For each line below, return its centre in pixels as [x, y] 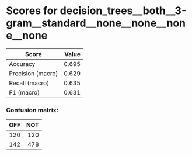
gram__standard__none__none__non [96, 23]
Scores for [32, 11]
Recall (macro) [29, 83]
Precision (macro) [34, 73]
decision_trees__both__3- [123, 11]
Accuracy [22, 64]
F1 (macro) [25, 92]
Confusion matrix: [32, 110]
